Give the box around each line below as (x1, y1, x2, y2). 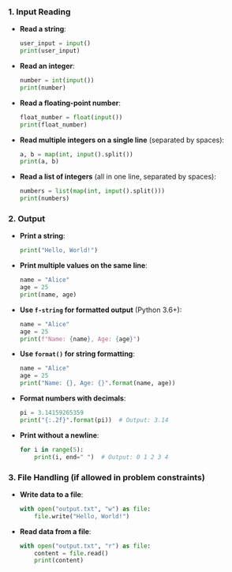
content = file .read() (34, 549, 109, 557)
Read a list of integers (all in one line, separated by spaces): (19, 172, 217, 182)
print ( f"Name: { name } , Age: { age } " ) (19, 335, 140, 343)
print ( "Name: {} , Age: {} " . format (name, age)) (19, 379, 176, 387)
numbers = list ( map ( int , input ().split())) (19, 187, 166, 195)
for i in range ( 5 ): (19, 446, 84, 453)
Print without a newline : (19, 430, 99, 440)
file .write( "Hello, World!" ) (34, 512, 130, 520)
